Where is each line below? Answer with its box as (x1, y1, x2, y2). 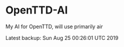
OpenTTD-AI (5, 4, 68, 17)
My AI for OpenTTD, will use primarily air (5, 23, 103, 30)
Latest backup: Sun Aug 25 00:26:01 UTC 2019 (5, 34, 119, 41)
